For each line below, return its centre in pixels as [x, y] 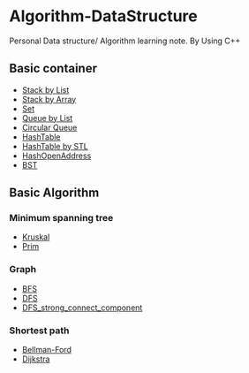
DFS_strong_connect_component [82, 308]
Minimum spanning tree [61, 218]
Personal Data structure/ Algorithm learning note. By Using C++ [125, 41]
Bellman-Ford [47, 350]
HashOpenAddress [57, 156]
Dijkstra [36, 359]
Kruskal [36, 237]
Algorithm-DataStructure [103, 16]
